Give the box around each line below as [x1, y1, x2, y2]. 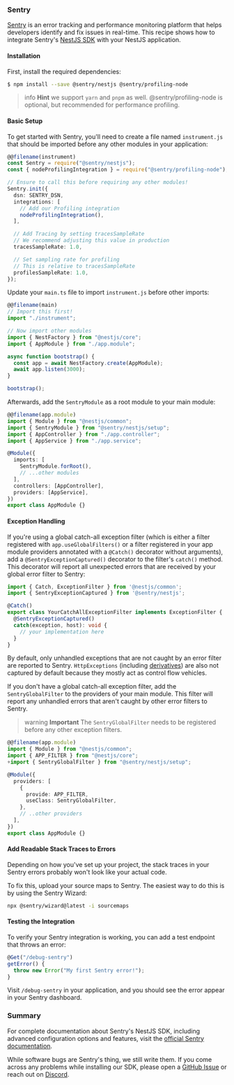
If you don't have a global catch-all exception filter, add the [7, 682, 177, 691]
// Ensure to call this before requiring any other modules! [7, 179, 189, 186]
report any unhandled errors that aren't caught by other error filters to [7, 697, 208, 705]
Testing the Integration [7, 917, 75, 926]
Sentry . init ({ [7, 185, 49, 193]
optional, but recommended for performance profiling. [24, 101, 180, 109]
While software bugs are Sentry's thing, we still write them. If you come [7, 1055, 212, 1063]
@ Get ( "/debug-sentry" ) [7, 954, 73, 961]
